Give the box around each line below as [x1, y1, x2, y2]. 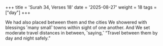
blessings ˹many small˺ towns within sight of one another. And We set [5, 24, 150, 30]
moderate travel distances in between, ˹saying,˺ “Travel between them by [5, 30, 158, 35]
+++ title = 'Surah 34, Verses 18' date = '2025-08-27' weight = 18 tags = [5, 4, 157, 10]
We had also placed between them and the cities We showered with [5, 19, 147, 25]
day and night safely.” [5, 35, 51, 41]
